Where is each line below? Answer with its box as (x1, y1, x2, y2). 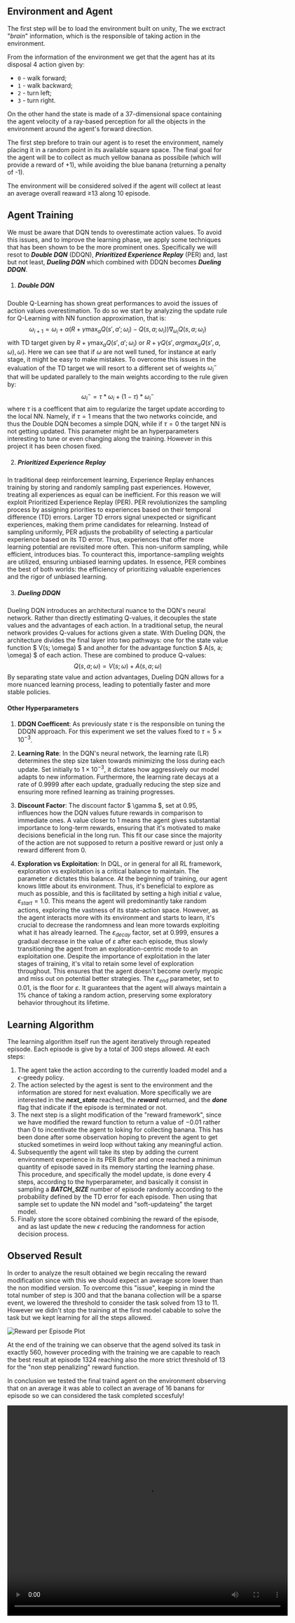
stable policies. (7, 688, 51, 696)
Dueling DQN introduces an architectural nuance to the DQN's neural (7, 606, 206, 615)
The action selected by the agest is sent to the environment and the (17, 1081, 213, 1089)
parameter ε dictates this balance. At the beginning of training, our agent (17, 874, 228, 883)
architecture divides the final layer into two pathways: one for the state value (7, 636, 229, 644)
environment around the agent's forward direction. (7, 124, 153, 133)
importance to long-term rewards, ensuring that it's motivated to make (17, 823, 221, 831)
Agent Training (7, 210, 74, 222)
